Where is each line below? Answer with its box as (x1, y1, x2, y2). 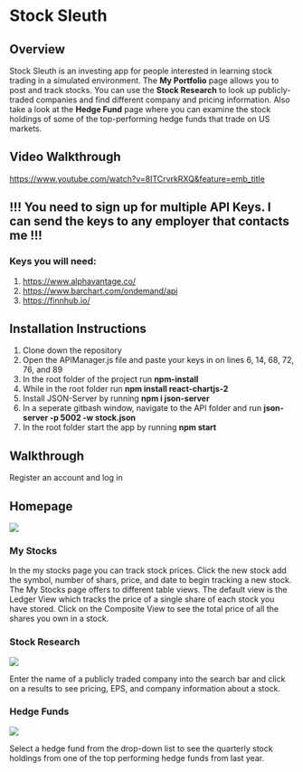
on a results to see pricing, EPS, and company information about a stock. (9, 682, 281, 693)
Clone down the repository (22, 345, 122, 356)
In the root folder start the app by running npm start (22, 422, 217, 433)
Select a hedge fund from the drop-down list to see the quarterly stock (9, 743, 273, 754)
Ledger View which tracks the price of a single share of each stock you (9, 594, 275, 605)
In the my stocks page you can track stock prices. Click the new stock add (9, 565, 287, 576)
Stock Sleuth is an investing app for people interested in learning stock (9, 65, 273, 76)
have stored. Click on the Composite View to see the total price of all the (9, 604, 279, 615)
